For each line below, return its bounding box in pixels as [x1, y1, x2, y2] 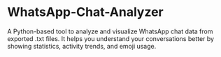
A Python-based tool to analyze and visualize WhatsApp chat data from [7, 27, 213, 35]
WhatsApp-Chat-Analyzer [7, 4, 164, 20]
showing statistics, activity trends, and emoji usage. [7, 42, 157, 50]
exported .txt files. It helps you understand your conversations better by [7, 34, 215, 42]
